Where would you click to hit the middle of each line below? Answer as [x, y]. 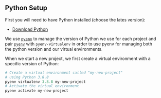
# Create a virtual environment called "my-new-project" [64, 73]
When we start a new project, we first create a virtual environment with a [78, 59]
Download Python [30, 29]
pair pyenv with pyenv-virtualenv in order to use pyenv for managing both [79, 44]
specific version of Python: [32, 63]
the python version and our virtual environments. [54, 49]
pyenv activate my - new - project [37, 91]
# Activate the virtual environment [42, 86]
